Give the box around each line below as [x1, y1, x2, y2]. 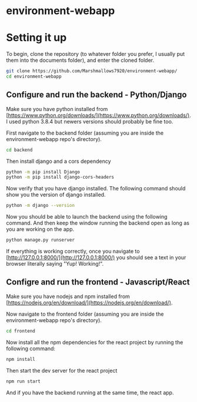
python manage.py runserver [6, 237, 75, 243]
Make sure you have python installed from [6, 105, 108, 112]
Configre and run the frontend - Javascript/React [6, 277, 190, 287]
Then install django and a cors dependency [6, 158, 111, 165]
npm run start [6, 378, 41, 384]
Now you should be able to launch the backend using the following [6, 213, 168, 220]
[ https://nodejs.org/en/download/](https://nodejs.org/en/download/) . [6, 299, 173, 306]
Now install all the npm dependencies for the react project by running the [6, 339, 183, 346]
